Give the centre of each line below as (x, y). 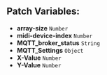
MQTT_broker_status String (58, 43)
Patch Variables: (43, 11)
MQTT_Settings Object (50, 50)
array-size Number (42, 28)
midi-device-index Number (55, 35)
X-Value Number (39, 58)
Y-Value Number (39, 65)
